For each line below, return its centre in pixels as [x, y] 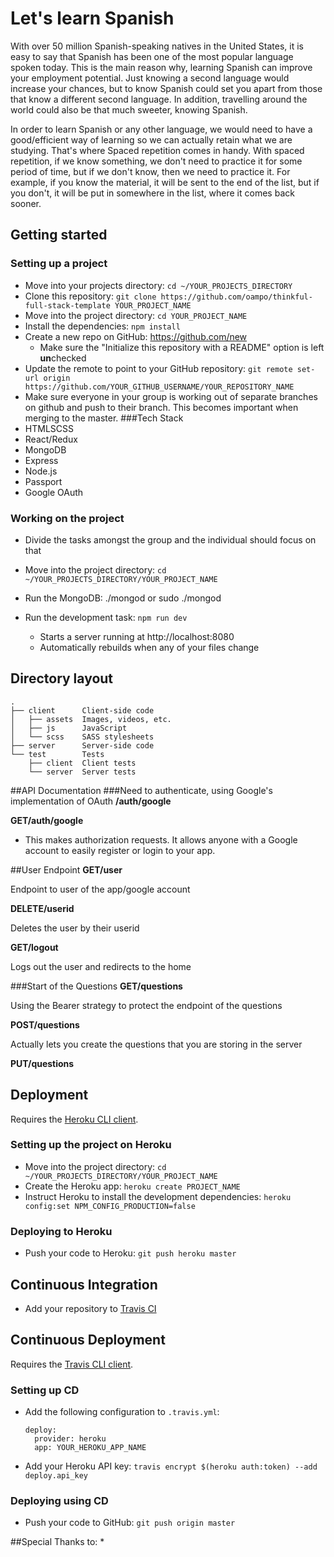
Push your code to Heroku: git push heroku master [130, 1253]
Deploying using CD [59, 1500]
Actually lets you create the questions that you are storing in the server [156, 1044]
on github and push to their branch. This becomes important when [161, 407]
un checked [63, 358]
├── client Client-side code [82, 710]
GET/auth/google [47, 820]
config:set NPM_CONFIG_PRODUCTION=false [110, 1206]
